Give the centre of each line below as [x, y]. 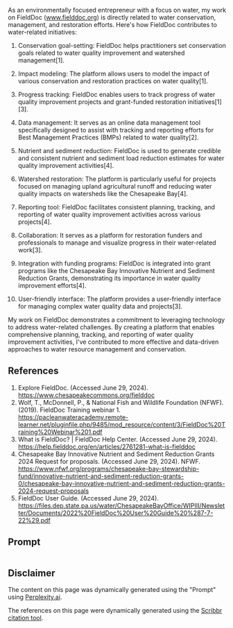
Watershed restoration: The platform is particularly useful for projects [117, 179]
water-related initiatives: [42, 32]
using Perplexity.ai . [35, 597]
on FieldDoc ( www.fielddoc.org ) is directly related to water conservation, [112, 17]
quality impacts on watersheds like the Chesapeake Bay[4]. [103, 194]
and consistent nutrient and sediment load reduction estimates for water [121, 158]
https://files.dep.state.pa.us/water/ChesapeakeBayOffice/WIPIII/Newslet [121, 505]
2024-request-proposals [53, 491]
